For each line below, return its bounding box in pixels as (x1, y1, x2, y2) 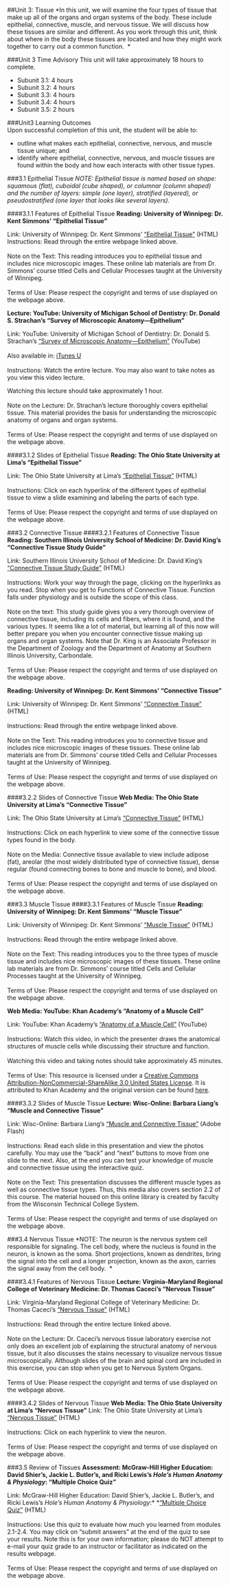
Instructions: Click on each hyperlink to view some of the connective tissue (7, 828, 220, 837)
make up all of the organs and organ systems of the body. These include (7, 13, 212, 21)
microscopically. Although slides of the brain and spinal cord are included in (7, 1357, 222, 1364)
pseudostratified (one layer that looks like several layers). (7, 196, 170, 205)
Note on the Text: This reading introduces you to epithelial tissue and (7, 252, 203, 260)
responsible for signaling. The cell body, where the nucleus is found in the (7, 1242, 216, 1250)
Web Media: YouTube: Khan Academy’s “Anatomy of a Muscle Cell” (7, 1007, 204, 1015)
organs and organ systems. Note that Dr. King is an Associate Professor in (7, 637, 216, 644)
